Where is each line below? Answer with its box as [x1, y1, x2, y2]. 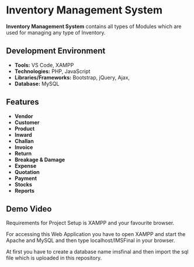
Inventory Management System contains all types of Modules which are [6, 23, 182, 30]
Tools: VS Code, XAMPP [14, 61, 74, 68]
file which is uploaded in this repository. [6, 255, 102, 262]
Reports [14, 187, 35, 194]
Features [6, 97, 39, 107]
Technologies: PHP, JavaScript [14, 68, 91, 75]
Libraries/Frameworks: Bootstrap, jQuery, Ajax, [14, 74, 130, 81]
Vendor [14, 112, 33, 120]
